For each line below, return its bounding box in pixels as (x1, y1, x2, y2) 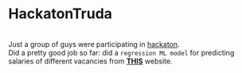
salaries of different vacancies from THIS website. (8, 56, 173, 66)
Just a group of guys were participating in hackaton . (8, 39, 181, 48)
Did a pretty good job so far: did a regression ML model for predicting (8, 48, 235, 57)
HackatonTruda (8, 5, 113, 23)
